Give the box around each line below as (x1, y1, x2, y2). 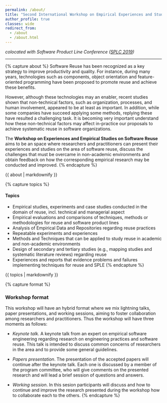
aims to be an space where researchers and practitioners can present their (5, 141, 158, 147)
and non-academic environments (12, 241, 81, 247)
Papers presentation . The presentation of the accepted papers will (12, 356, 149, 362)
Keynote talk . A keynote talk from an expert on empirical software (12, 331, 147, 337)
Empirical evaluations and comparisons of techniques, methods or (12, 214, 148, 220)
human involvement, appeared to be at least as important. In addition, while (5, 104, 160, 110)
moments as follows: (5, 321, 48, 327)
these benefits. (5, 84, 36, 90)
